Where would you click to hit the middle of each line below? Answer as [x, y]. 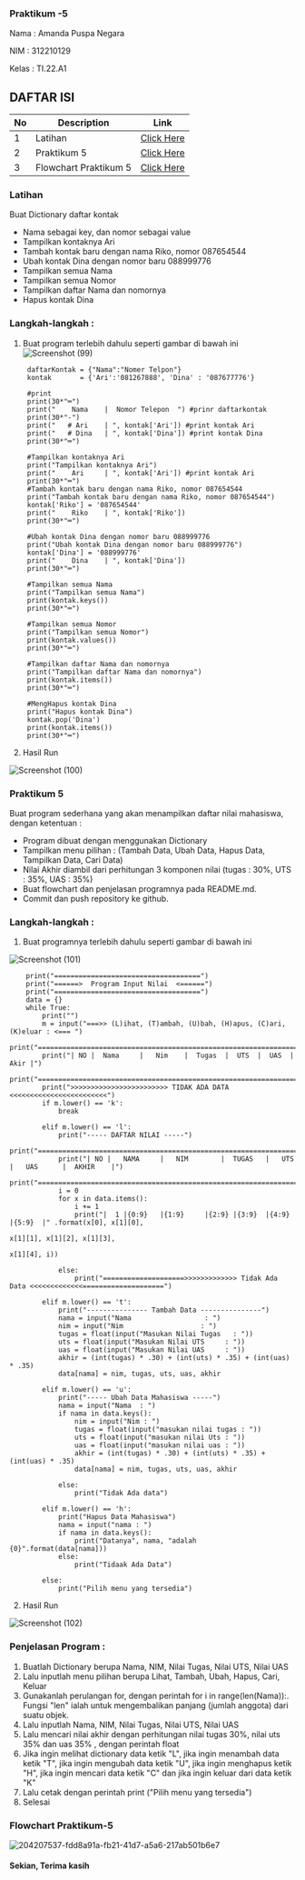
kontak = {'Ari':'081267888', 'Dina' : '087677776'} [141, 377]
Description [84, 123]
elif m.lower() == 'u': [87, 1390]
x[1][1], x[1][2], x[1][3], [63, 1239]
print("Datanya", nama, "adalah [135, 1541]
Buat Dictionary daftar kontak [64, 215]
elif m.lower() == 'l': [87, 1127]
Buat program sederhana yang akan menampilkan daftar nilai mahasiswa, [147, 813]
